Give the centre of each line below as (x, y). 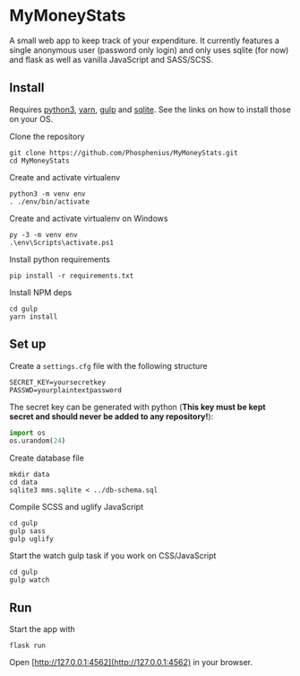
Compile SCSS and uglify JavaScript (76, 507)
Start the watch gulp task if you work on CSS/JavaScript (113, 556)
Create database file (47, 458)
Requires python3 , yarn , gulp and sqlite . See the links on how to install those (150, 110)
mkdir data (30, 475)
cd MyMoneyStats (39, 161)
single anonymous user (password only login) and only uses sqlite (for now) (149, 49)
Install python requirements (60, 259)
